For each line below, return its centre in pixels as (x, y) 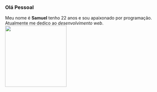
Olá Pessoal (20, 7)
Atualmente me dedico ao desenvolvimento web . (54, 23)
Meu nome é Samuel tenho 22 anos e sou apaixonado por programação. (78, 18)
